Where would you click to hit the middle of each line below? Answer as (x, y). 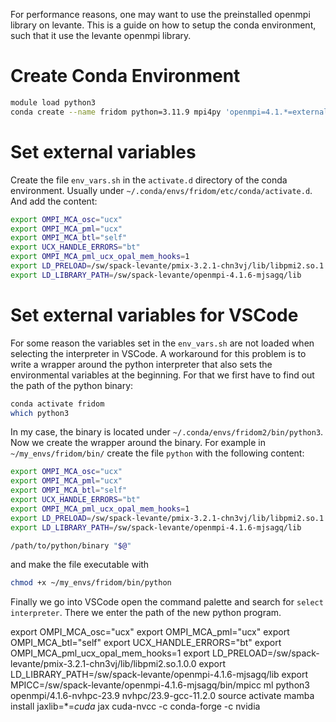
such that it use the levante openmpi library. (101, 35)
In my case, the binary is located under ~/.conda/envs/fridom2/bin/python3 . (167, 432)
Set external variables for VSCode (154, 315)
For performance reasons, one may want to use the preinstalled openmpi (160, 14)
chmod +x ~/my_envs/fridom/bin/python (91, 583)
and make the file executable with (80, 565)
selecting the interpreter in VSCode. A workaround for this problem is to (158, 353)
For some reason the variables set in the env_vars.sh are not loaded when (162, 343)
